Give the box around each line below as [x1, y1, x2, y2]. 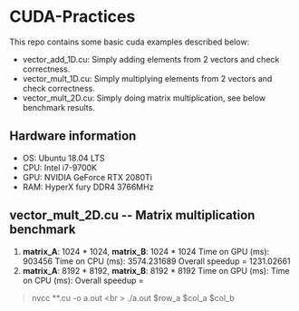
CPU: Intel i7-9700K [22, 161, 98, 173]
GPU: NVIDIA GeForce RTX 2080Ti [22, 171, 152, 182]
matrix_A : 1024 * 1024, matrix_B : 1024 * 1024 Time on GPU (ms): [22, 246, 270, 257]
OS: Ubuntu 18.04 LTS [22, 152, 105, 163]
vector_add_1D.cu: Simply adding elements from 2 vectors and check [22, 53, 280, 64]
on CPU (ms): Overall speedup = [22, 275, 144, 286]
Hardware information [9, 129, 137, 144]
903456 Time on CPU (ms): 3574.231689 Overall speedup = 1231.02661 [22, 256, 292, 267]
